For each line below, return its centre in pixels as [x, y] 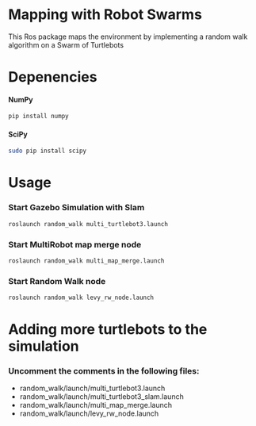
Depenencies [53, 77]
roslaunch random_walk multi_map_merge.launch [86, 261]
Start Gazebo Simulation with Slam [76, 208]
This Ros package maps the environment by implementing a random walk [128, 36]
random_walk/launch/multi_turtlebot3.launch [92, 388]
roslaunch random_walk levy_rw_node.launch [81, 298]
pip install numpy [38, 117]
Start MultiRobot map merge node [75, 244]
